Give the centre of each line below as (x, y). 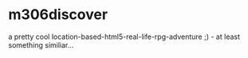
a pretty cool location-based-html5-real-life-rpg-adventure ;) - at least (124, 37)
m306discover (58, 15)
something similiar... (41, 44)
